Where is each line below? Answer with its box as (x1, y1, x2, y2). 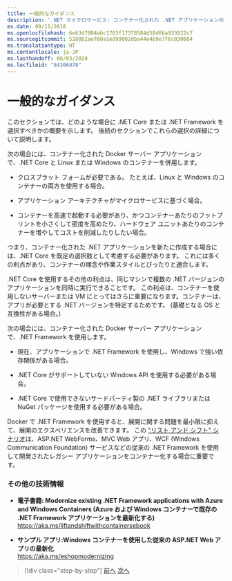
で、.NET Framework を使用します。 (7, 332, 110, 341)
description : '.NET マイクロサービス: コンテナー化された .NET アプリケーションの (7, 17, 224, 23)
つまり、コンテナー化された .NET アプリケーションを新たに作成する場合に (7, 242, 218, 251)
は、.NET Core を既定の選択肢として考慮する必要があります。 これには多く (7, 251, 221, 260)
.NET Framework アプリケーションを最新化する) (17, 513, 155, 522)
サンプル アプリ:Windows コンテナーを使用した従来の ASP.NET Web (17, 535, 214, 544)
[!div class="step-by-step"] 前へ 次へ (23, 566, 130, 574)
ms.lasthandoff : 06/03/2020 (7, 55, 88, 62)
